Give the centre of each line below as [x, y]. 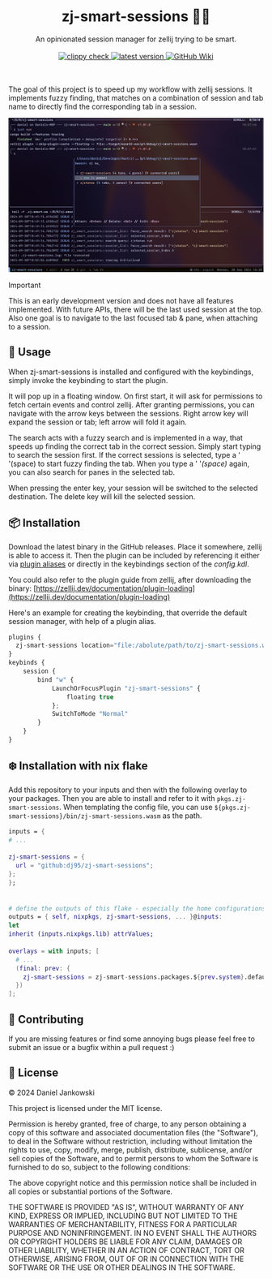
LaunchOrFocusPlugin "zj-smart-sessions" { [126, 688]
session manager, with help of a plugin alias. [82, 621]
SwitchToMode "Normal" [90, 714]
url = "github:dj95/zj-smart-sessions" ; [85, 866]
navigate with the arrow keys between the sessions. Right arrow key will [128, 413]
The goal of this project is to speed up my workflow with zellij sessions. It [130, 89]
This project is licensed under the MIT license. [85, 1108]
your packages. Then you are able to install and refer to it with [112, 798]
